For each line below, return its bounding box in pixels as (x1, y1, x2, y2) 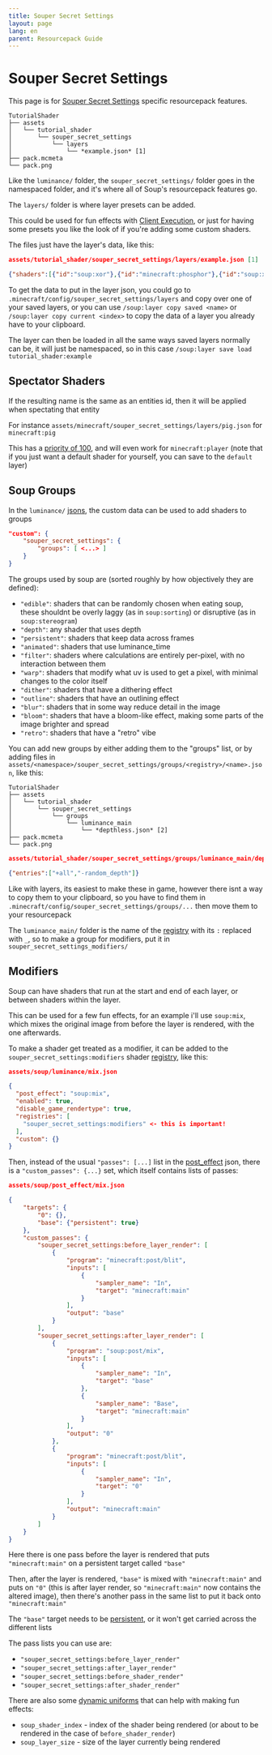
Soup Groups (8, 484, 76, 498)
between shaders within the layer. (8, 995, 121, 1004)
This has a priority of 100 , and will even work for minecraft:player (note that (8, 443, 263, 452)
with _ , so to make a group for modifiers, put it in (8, 934, 170, 944)
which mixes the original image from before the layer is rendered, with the (8, 1019, 255, 1029)
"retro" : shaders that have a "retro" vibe (19, 727, 156, 738)
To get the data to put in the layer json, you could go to (8, 285, 192, 294)
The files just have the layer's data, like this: (8, 240, 155, 250)
